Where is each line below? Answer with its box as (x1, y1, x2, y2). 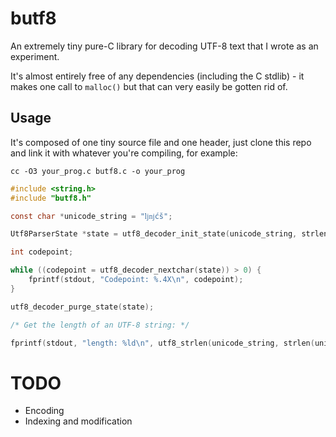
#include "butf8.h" (10, 193, 92, 203)
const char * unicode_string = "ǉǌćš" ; (10, 211, 173, 221)
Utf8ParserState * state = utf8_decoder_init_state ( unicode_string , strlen (10, 229, 329, 239)
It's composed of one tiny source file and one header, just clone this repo (10, 136, 312, 148)
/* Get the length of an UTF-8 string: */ (10, 320, 190, 330)
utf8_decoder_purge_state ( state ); (10, 302, 155, 312)
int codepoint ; (10, 247, 74, 257)
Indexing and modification (24, 415, 133, 427)
